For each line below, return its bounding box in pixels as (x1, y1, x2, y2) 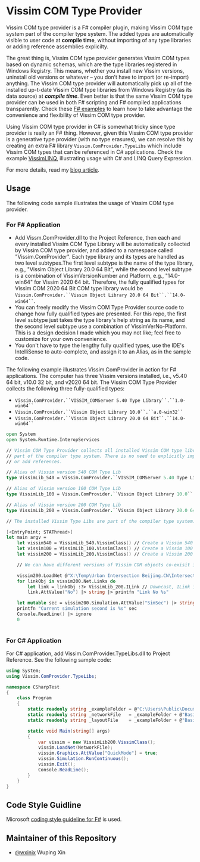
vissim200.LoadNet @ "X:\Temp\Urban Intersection (17, 572, 140, 579)
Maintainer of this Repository (6, 833, 117, 843)
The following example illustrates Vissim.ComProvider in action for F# (6, 366, 177, 373)
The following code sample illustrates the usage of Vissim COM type (6, 199, 174, 206)
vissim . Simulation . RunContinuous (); (37, 756, 129, 762)
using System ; (6, 668, 42, 674)
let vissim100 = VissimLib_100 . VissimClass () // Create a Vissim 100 (17, 545, 193, 552)
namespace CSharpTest (6, 684, 60, 690)
